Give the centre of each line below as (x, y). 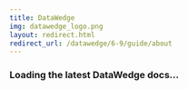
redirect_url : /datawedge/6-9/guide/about (91, 43)
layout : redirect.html (52, 35)
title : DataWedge (42, 18)
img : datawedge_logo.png (56, 26)
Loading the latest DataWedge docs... (94, 75)
